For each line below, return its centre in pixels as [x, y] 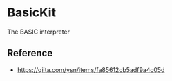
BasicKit [32, 13]
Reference [30, 53]
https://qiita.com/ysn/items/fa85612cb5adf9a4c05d [91, 69]
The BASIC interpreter [39, 32]
